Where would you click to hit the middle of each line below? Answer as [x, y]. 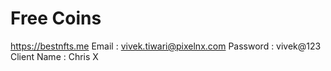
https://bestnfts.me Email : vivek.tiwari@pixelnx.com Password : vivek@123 [166, 46]
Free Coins [56, 18]
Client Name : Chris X [54, 56]
